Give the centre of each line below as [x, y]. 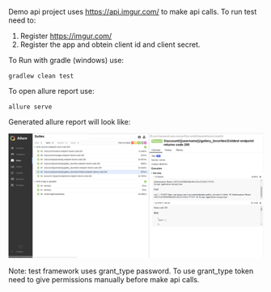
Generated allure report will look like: [70, 122]
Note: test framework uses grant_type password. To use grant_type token [131, 271]
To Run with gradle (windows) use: [66, 60]
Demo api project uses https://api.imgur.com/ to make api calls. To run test [133, 12]
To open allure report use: [51, 91]
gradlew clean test [41, 76]
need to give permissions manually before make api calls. [104, 280]
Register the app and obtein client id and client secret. [110, 44]
